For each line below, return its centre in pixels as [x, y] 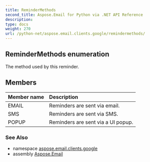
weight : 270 [18, 29]
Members [21, 83]
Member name [26, 97]
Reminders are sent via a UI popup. [91, 122]
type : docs [17, 24]
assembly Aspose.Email [38, 154]
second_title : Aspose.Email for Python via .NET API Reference [74, 15]
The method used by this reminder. [42, 66]
